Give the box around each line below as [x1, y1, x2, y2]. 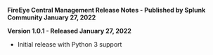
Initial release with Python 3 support [17, 40, 122, 48]
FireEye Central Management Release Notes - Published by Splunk [7, 6, 206, 14]
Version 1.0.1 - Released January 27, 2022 [7, 27, 132, 35]
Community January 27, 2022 [7, 13, 96, 22]
